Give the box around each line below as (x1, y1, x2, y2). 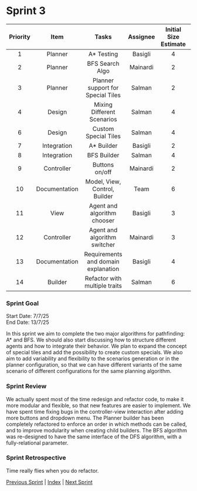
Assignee (128, 32, 155, 40)
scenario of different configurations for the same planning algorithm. (6, 368, 172, 375)
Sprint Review (6, 382, 47, 391)
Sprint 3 (6, 4, 46, 18)
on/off (94, 168, 112, 176)
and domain (87, 257, 120, 265)
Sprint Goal (6, 299, 39, 307)
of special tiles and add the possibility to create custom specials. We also (6, 349, 183, 356)
